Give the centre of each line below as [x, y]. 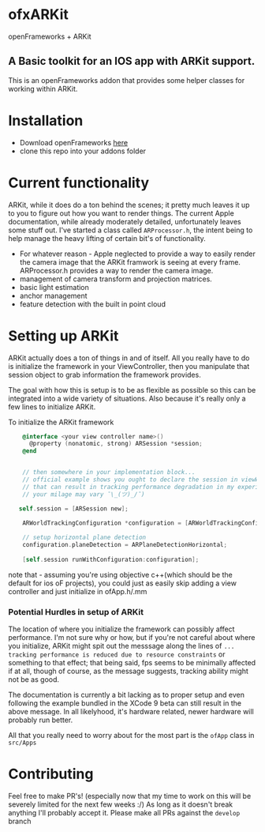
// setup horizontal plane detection [84, 538]
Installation [46, 120]
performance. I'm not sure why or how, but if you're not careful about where [132, 638]
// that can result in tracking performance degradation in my [129, 487]
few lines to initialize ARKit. [52, 407]
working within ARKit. [43, 88]
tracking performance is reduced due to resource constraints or [117, 654]
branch [20, 821]
